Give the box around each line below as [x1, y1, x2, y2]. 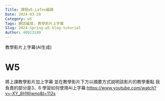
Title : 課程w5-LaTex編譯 [5, 7, 54, 12]
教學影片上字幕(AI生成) [5, 44, 52, 50]
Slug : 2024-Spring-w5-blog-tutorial [5, 26, 81, 31]
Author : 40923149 [5, 30, 41, 35]
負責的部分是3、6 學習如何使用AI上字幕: [5, 85, 87, 91]
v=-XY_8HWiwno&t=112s [5, 90, 56, 96]
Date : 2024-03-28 [5, 12, 41, 17]
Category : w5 [5, 16, 32, 21]
